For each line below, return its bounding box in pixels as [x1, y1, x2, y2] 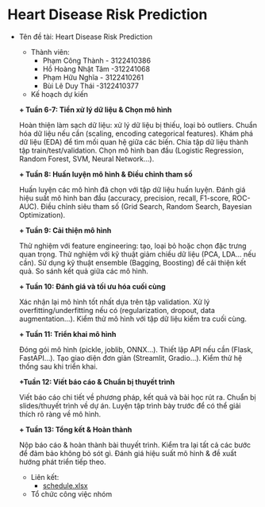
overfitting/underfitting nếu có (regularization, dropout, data [18, 305, 216, 315]
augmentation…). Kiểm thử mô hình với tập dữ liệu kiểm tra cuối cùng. [18, 314, 248, 323]
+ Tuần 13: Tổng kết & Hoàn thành [18, 424, 132, 434]
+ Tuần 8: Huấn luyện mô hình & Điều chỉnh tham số [18, 169, 193, 179]
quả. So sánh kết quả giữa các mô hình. [18, 266, 148, 276]
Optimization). [18, 210, 66, 219]
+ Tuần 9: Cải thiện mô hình [18, 225, 112, 235]
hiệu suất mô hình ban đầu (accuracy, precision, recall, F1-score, [18, 193, 231, 203]
